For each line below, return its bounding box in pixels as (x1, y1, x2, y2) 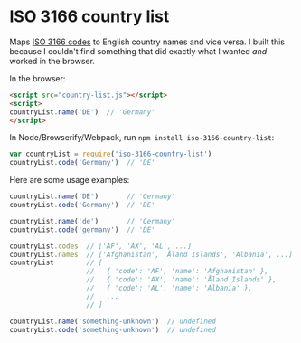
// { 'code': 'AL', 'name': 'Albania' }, (86, 283, 253, 293)
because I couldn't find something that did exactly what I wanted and (9, 45, 268, 56)
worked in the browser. (9, 55, 95, 66)
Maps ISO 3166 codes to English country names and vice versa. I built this (9, 36, 285, 47)
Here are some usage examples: (9, 175, 130, 186)
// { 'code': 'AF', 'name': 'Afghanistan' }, (86, 267, 269, 276)
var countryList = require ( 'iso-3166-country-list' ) (9, 149, 212, 159)
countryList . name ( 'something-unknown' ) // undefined (9, 317, 217, 326)
